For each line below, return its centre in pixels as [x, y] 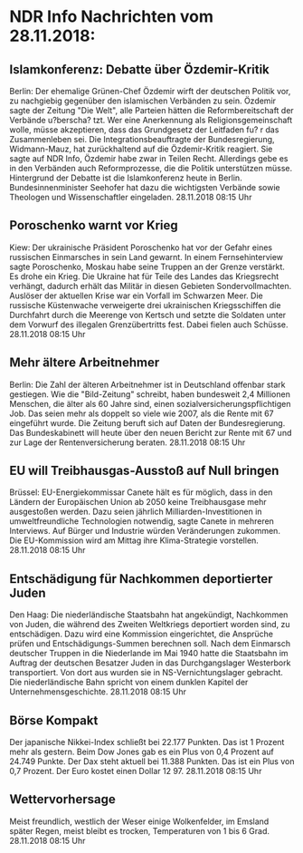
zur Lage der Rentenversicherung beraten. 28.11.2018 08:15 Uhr [128, 442]
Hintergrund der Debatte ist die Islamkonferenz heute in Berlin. [126, 178]
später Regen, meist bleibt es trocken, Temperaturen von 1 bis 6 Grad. [139, 830]
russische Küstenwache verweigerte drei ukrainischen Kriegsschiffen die [145, 305]
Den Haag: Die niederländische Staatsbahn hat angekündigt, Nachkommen [149, 615]
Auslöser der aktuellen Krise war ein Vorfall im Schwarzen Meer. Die [137, 296]
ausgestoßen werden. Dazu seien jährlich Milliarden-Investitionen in [136, 512]
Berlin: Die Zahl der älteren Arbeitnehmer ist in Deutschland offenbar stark [147, 384]
